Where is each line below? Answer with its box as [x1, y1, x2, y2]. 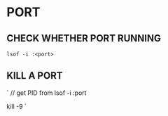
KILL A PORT [6, 70, 63, 82]
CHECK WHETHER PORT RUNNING [6, 32, 162, 44]
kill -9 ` [6, 102, 27, 110]
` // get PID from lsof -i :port [6, 89, 87, 97]
